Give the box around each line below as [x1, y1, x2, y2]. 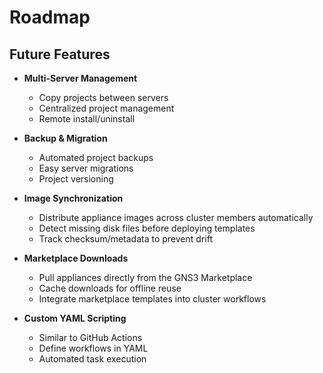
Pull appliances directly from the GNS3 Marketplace [38, 272, 253, 283]
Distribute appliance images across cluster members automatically [38, 212, 314, 223]
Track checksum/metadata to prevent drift [38, 233, 213, 245]
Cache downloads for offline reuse [38, 282, 182, 294]
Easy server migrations [38, 162, 134, 174]
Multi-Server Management [23, 72, 138, 84]
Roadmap [9, 6, 91, 29]
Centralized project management [38, 102, 175, 114]
